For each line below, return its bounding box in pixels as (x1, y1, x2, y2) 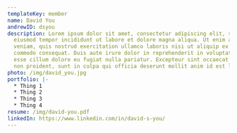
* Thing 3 (13, 96, 42, 103)
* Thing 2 (13, 89, 42, 96)
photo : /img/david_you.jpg (7, 69, 87, 76)
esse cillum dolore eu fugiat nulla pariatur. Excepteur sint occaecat (13, 56, 229, 63)
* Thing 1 (13, 82, 42, 89)
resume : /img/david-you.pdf (7, 108, 90, 115)
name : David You (7, 17, 55, 24)
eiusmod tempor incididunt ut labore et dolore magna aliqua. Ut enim (13, 37, 226, 44)
